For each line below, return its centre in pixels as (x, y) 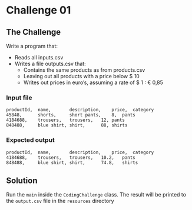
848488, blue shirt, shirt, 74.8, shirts (72, 162)
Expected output (30, 140)
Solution (22, 180)
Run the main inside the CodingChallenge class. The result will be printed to (96, 195)
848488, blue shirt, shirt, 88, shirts (67, 125)
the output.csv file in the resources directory (60, 201)
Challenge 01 (39, 10)
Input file (19, 98)
